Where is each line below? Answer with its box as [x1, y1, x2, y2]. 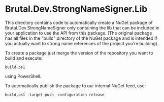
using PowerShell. [5, 73, 42, 79]
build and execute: [5, 55, 43, 61]
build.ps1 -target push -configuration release [5, 92, 105, 97]
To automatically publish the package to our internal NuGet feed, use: [5, 82, 146, 89]
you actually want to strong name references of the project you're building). [5, 40, 159, 46]
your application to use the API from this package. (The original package [5, 30, 152, 36]
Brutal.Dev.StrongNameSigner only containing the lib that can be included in [5, 25, 160, 30]
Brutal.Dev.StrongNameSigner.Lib [5, 3, 148, 15]
